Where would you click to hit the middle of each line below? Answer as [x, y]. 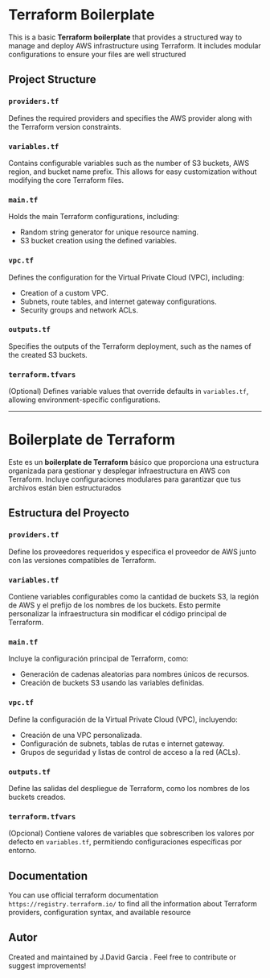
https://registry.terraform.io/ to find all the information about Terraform [133, 904]
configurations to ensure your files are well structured [97, 54]
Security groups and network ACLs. [79, 310]
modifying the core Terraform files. [66, 180]
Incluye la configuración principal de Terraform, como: [98, 659]
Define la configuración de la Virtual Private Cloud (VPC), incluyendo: [123, 719]
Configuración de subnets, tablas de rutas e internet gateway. [122, 744]
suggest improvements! [47, 965]
